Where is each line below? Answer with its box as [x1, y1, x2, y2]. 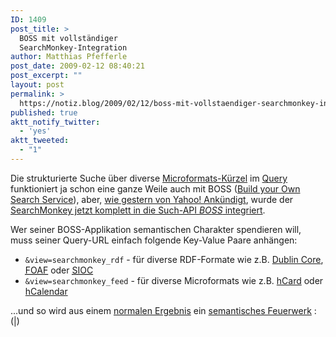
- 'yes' [19, 126, 52, 136]
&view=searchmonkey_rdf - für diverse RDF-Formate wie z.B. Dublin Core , [24, 253, 324, 265]
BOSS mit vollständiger [19, 33, 118, 43]
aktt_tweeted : [10, 136, 70, 146]
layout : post [10, 80, 65, 90]
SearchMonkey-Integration [19, 42, 128, 53]
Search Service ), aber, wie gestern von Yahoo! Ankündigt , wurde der [10, 193, 294, 205]
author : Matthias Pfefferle [10, 52, 128, 62]
